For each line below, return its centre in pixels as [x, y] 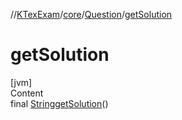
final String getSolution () [59, 103]
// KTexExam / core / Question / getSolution [91, 14]
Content [27, 93]
